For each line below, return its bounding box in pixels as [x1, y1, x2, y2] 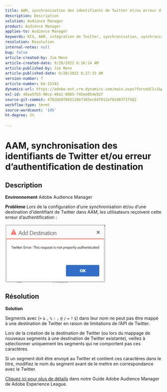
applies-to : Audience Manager [5, 29, 68, 34]
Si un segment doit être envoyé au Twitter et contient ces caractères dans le [5, 355, 162, 361]
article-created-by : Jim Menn [5, 55, 68, 60]
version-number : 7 [5, 76, 43, 81]
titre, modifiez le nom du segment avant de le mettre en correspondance [5, 361, 154, 367]
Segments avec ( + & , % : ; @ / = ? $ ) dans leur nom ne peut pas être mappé [5, 315, 159, 321]
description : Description [5, 13, 59, 18]
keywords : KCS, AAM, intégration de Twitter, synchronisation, [5, 34, 139, 39]
